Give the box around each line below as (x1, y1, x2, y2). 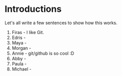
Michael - (11, 66, 32, 72)
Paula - (11, 61, 27, 67)
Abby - (11, 55, 26, 61)
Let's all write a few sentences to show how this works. (4, 20, 118, 26)
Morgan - (11, 45, 31, 51)
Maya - (11, 39, 27, 45)
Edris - (11, 35, 26, 40)
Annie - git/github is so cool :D (11, 50, 74, 56)
